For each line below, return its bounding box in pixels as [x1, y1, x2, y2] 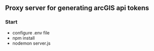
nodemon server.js [12, 40, 51, 46]
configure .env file [12, 29, 50, 36]
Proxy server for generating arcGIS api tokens [5, 4, 150, 12]
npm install [12, 35, 35, 41]
